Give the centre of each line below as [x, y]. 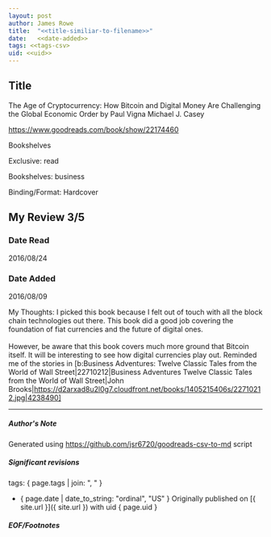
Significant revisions [44, 462]
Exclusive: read [33, 160]
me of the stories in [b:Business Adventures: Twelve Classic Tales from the [133, 363]
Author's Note [33, 423]
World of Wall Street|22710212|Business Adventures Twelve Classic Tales [130, 372]
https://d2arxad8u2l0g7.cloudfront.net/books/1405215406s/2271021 [147, 389]
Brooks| [21, 389]
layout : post [30, 16]
